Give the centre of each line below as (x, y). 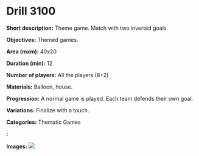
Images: (17, 146)
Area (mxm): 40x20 (31, 51)
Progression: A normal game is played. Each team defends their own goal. (100, 98)
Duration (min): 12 (30, 63)
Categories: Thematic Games (44, 122)
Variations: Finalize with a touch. (48, 110)
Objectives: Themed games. (42, 39)
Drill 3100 (31, 11)
